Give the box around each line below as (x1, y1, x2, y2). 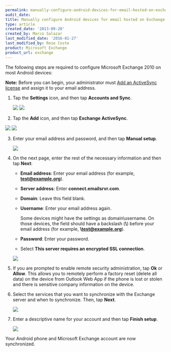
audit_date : (5, 12, 31, 17)
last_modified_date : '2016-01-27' (5, 36, 79, 41)
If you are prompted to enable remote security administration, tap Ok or (12, 265, 163, 271)
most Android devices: (5, 69, 52, 75)
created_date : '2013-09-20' (5, 26, 65, 32)
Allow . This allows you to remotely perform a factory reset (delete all (12, 270, 157, 277)
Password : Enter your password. (20, 235, 90, 242)
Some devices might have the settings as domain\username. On (20, 215, 154, 221)
